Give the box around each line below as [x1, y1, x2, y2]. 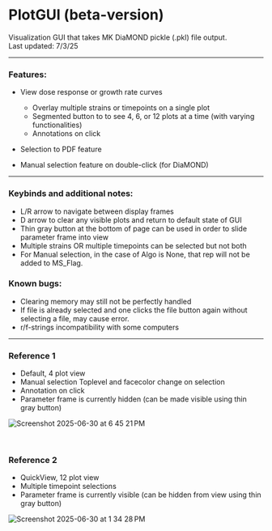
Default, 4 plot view [19, 368, 86, 378]
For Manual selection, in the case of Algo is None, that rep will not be [19, 249, 251, 259]
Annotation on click [19, 386, 85, 396]
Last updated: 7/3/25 [8, 40, 79, 50]
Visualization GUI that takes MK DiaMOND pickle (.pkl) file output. [8, 32, 227, 42]
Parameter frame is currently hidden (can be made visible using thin [19, 394, 247, 404]
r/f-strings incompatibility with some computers [19, 322, 180, 332]
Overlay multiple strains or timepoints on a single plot [32, 103, 210, 113]
